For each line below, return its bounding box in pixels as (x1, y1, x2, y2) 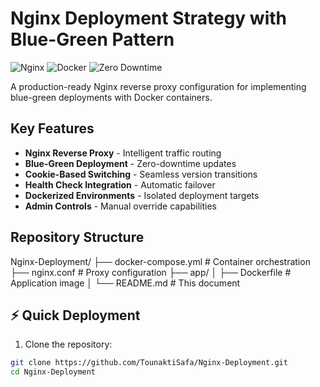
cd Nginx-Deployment (10, 367, 97, 377)
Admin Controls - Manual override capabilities (24, 200, 217, 212)
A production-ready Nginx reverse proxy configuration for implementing (10, 80, 307, 92)
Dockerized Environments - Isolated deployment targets (24, 189, 260, 201)
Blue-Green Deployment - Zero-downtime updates (24, 157, 237, 169)
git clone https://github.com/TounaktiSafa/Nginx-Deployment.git (10, 358, 288, 368)
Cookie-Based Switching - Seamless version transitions (24, 168, 258, 180)
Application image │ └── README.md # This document (10, 277, 241, 289)
